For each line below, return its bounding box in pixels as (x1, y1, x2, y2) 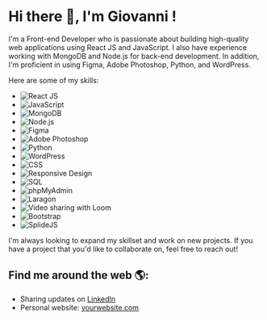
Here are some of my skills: (8, 75, 99, 85)
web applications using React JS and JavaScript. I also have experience (8, 42, 248, 52)
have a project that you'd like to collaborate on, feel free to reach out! (8, 244, 239, 254)
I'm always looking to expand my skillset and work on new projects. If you (8, 235, 253, 245)
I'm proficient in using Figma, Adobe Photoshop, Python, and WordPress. (8, 60, 252, 69)
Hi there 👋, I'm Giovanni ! (8, 7, 177, 26)
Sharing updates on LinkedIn (19, 294, 116, 304)
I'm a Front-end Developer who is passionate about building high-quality (8, 34, 249, 44)
